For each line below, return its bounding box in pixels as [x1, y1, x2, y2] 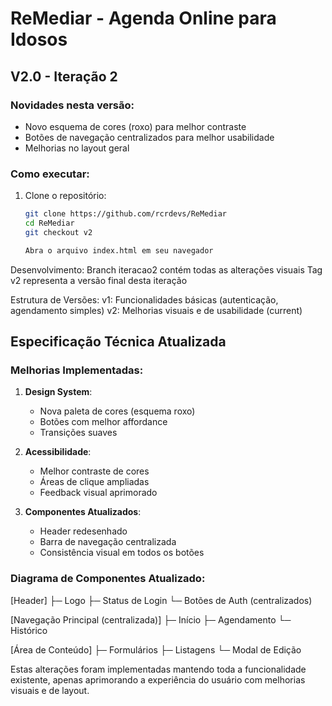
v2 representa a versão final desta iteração [10, 274, 188, 286]
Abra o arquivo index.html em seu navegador [24, 245, 214, 256]
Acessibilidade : [24, 446, 92, 458]
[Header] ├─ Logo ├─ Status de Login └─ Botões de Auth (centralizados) [10, 594, 313, 606]
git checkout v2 [24, 227, 93, 237]
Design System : [24, 386, 93, 398]
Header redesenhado [39, 525, 128, 537]
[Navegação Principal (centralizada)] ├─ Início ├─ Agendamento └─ [10, 613, 292, 626]
